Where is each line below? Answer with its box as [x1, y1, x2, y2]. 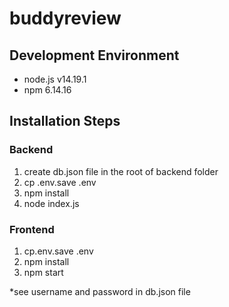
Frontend [9, 222, 55, 236]
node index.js [23, 197, 80, 209]
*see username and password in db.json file [9, 285, 191, 297]
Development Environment [9, 47, 180, 64]
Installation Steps [9, 113, 121, 130]
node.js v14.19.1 [23, 73, 87, 85]
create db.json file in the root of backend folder [23, 165, 219, 177]
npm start [23, 266, 64, 278]
